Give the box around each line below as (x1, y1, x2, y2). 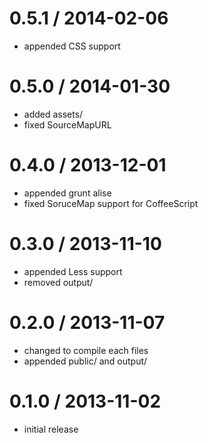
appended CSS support (23, 40, 121, 52)
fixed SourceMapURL (23, 118, 112, 131)
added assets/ (23, 108, 84, 120)
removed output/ (23, 276, 94, 288)
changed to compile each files (23, 344, 149, 356)
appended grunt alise (23, 187, 112, 199)
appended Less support (23, 265, 123, 277)
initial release (23, 423, 79, 435)
